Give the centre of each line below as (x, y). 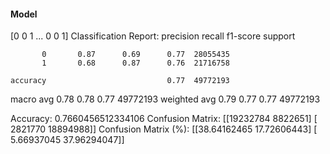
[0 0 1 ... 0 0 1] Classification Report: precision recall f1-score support (153, 36)
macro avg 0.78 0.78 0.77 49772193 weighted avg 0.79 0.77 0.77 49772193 (165, 99)
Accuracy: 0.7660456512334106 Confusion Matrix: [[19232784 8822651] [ (164, 119)
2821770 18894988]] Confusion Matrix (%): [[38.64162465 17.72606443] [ (164, 129)
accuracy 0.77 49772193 (120, 81)
